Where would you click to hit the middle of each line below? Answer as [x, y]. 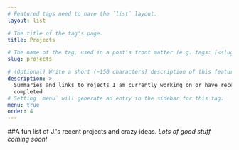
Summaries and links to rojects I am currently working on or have [116, 85]
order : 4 [20, 111]
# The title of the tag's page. [55, 33]
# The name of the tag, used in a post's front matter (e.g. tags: [110, 53]
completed [28, 92]
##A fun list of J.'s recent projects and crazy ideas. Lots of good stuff [109, 132]
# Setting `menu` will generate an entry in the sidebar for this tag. [116, 98]
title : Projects [31, 40]
